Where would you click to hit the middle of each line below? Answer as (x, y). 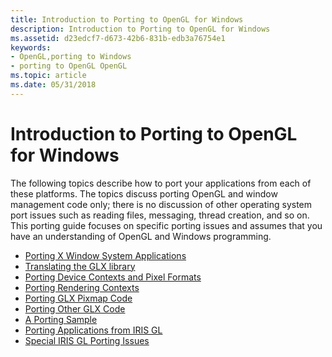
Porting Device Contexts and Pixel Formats (113, 277)
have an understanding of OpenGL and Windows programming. (141, 236)
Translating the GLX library (80, 266)
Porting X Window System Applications (105, 255)
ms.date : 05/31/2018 (53, 85)
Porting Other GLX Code (75, 308)
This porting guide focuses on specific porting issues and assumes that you (166, 225)
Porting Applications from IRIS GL (93, 330)
